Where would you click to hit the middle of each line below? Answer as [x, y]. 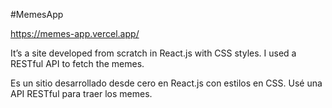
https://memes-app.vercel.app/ [75, 33]
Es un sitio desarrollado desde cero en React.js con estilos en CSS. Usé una [166, 83]
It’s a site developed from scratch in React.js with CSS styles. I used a [153, 53]
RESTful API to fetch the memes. [77, 63]
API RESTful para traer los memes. [81, 93]
